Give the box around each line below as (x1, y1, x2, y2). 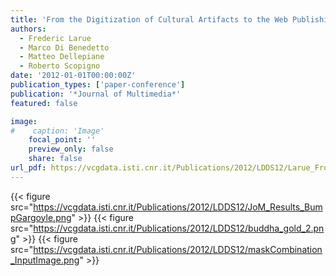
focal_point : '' (28, 135, 97, 145)
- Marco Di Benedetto (19, 42, 110, 53)
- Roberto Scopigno (19, 61, 101, 71)
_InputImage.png (10, 254, 80, 266)
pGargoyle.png (10, 211, 72, 223)
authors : (10, 24, 47, 34)
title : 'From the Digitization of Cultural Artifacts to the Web (10, 14, 288, 25)
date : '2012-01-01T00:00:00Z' (10, 71, 137, 81)
